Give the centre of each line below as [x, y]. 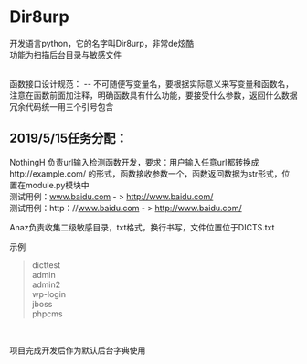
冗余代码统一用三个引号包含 [62, 106]
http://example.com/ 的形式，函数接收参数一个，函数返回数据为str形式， [146, 173]
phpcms [47, 314]
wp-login [49, 294]
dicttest [46, 265]
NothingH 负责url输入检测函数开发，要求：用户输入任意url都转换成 [134, 162]
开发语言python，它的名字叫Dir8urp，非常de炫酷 [102, 43]
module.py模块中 [57, 185]
